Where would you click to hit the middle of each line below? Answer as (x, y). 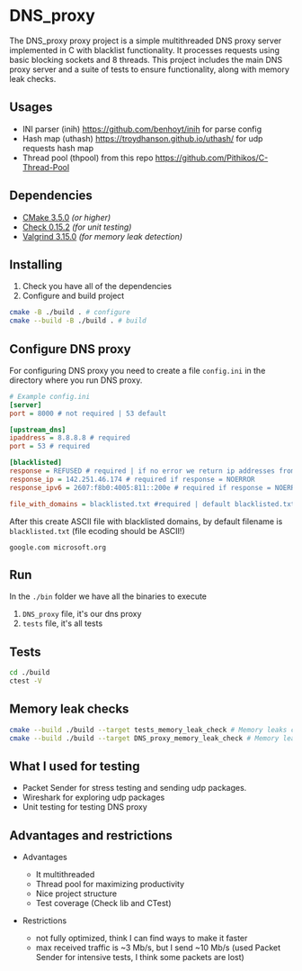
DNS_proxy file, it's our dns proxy (82, 614)
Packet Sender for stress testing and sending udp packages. (134, 788)
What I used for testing (75, 766)
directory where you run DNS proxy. (76, 380)
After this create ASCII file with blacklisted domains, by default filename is (146, 521)
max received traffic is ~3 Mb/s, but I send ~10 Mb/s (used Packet (158, 948)
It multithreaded (65, 875)
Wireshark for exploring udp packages (93, 797)
